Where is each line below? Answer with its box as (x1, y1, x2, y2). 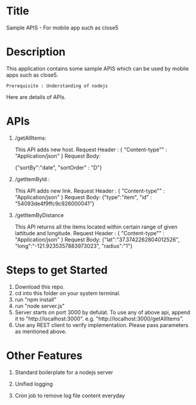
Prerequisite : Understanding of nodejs (6, 83, 109, 89)
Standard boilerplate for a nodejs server (14, 368, 114, 376)
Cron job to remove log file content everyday (14, 392, 125, 399)
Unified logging (14, 380, 53, 388)
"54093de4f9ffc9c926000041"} (14, 200, 94, 207)
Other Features (6, 349, 82, 362)
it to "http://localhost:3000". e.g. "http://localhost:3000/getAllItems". (14, 315, 184, 322)
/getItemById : (14, 175, 50, 182)
